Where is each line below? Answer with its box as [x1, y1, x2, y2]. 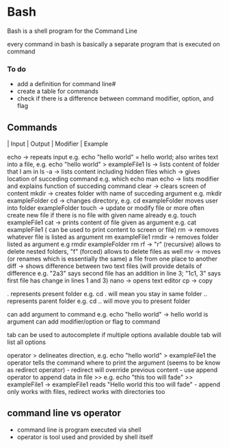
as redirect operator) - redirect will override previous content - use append [7, 366, 218, 374]
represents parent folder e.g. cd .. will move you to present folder [7, 297, 191, 305]
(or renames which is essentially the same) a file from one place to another [7, 254, 218, 263]
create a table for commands [16, 87, 99, 96]
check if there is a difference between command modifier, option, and [16, 94, 214, 103]
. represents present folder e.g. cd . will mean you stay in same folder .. [7, 290, 208, 298]
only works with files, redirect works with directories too [7, 388, 165, 396]
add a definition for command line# [16, 80, 116, 88]
